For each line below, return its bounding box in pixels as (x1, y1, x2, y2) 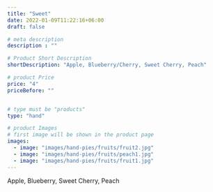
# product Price (7, 74, 54, 81)
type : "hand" (7, 112, 45, 119)
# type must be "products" (7, 105, 86, 112)
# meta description (7, 36, 64, 43)
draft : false (7, 23, 45, 30)
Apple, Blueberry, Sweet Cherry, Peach (7, 176, 120, 185)
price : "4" (7, 80, 39, 87)
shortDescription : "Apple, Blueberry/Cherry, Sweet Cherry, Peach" (7, 61, 207, 68)
